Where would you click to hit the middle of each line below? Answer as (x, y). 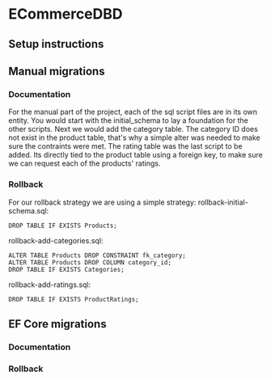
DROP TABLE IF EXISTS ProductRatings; (74, 299)
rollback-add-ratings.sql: (50, 285)
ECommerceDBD (66, 14)
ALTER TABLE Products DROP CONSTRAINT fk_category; (97, 255)
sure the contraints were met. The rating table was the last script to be (125, 146)
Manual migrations (57, 71)
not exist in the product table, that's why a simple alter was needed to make (134, 137)
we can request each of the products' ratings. (85, 163)
